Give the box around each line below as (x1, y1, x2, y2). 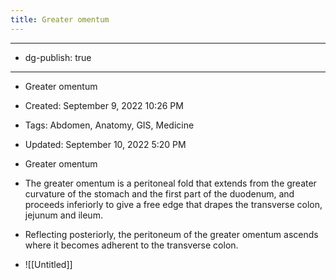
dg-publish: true (24, 51, 92, 63)
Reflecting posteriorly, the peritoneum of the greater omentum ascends (24, 228, 319, 240)
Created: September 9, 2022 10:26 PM (24, 99, 184, 111)
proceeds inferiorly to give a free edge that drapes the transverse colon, (24, 198, 323, 210)
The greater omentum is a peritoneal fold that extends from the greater (24, 177, 317, 189)
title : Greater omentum (10, 14, 110, 25)
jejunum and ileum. (24, 209, 103, 221)
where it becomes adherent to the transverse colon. (24, 239, 239, 251)
